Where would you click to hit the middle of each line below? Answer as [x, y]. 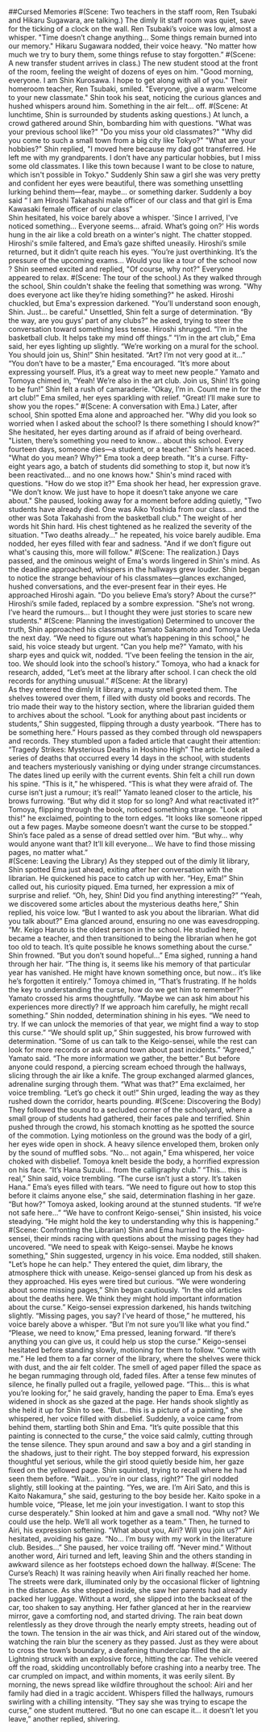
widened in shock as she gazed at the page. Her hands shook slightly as [129, 1401]
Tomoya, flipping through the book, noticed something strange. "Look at [128, 809]
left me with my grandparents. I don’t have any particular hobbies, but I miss [135, 157]
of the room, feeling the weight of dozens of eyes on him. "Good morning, [131, 71]
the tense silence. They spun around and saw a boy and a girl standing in [130, 1444]
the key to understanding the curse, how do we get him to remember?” [126, 990]
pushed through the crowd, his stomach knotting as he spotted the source [131, 1127]
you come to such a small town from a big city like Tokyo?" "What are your [132, 140]
